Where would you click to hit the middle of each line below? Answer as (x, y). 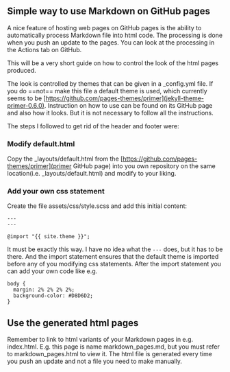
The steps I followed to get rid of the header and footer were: (93, 126)
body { (16, 284)
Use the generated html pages (73, 323)
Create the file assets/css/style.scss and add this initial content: (97, 206)
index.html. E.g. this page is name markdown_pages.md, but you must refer (114, 347)
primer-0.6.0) (26, 105)
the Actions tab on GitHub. (44, 49)
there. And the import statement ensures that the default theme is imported (113, 257)
